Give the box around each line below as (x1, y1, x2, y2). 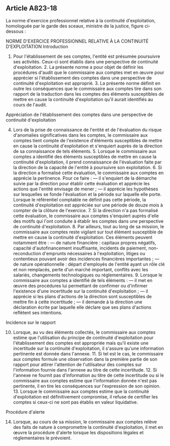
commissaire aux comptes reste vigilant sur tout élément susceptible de (13, 229, 163, 235)
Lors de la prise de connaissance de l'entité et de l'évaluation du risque (13, 127, 162, 133)
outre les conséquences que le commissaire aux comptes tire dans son (13, 86, 162, 92)
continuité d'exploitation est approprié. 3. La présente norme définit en (13, 80, 161, 86)
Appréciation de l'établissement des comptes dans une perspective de (6, 111, 153, 117)
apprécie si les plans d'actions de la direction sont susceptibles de (13, 293, 152, 299)
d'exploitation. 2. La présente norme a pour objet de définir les (13, 64, 144, 70)
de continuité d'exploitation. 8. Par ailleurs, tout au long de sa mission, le (13, 223, 164, 229)
